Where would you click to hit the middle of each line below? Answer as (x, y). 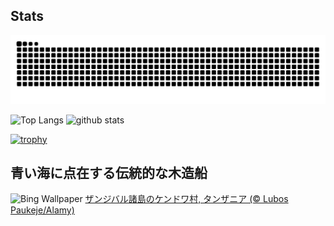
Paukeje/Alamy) (42, 210)
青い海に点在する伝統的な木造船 (109, 172)
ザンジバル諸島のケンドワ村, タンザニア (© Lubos (186, 199)
